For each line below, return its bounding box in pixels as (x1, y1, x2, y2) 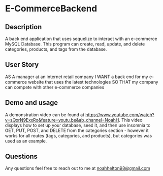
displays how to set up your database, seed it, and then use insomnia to (5, 122, 151, 128)
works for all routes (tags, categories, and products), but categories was (5, 132, 152, 138)
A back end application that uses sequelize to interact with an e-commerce (5, 36, 158, 42)
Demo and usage (5, 98, 58, 107)
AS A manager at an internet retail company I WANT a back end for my (5, 74, 149, 80)
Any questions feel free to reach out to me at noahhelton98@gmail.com (5, 165, 150, 171)
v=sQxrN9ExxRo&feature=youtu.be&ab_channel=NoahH (5, 117, 119, 123)
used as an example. (5, 138, 47, 144)
